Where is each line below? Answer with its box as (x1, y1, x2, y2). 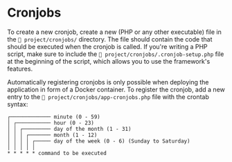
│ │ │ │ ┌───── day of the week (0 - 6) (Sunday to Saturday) (7, 137, 190, 145)
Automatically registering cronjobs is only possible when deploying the (7, 78, 209, 86)
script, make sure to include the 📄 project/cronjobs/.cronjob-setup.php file (7, 50, 224, 58)
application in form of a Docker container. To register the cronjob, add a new (7, 85, 225, 93)
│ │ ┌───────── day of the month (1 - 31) (7, 125, 132, 132)
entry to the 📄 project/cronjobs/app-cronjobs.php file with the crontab (7, 92, 209, 101)
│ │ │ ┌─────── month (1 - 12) (7, 132, 98, 138)
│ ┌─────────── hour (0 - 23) (7, 119, 95, 126)
